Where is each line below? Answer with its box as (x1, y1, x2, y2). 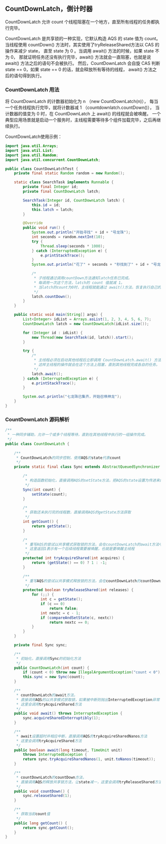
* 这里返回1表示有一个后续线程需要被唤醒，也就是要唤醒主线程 (25, 546, 135, 551)
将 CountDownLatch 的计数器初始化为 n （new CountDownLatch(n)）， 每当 (5, 99, 159, 104)
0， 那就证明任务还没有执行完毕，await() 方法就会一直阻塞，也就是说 (10, 54, 152, 60)
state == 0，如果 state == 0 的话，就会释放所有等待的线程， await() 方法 (5, 66, 153, 72)
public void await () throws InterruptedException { (14, 711, 123, 716)
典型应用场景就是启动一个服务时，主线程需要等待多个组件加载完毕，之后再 (5, 117, 157, 123)
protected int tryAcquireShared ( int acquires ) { (23, 556, 125, 561)
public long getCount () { (14, 821, 68, 826)
